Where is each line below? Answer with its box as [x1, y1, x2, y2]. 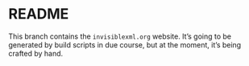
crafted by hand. [8, 48, 64, 58]
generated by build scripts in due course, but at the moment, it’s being [8, 39, 242, 49]
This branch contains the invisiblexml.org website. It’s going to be [8, 31, 232, 41]
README [8, 5, 69, 23]
